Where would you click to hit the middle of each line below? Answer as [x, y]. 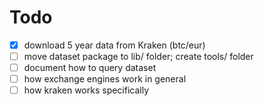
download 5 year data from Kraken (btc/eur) [114, 45]
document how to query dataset [90, 68]
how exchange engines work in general [105, 79]
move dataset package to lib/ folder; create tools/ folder [138, 56]
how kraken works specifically [86, 90]
